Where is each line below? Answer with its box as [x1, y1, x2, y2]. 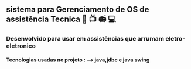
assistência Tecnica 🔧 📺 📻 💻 [6, 14, 116, 24]
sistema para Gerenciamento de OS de [6, 5, 149, 14]
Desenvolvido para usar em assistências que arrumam [6, 35, 165, 43]
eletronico [6, 42, 36, 50]
